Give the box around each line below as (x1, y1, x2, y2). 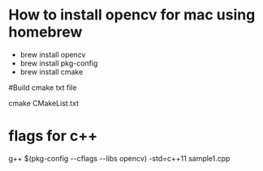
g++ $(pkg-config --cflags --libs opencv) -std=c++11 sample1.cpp (8, 153, 231, 163)
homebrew (8, 23, 83, 41)
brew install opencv (19, 49, 86, 59)
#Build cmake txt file (8, 83, 77, 92)
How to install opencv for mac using (8, 6, 256, 24)
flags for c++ (8, 127, 98, 145)
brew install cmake (19, 66, 84, 76)
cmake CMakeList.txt (8, 98, 80, 108)
